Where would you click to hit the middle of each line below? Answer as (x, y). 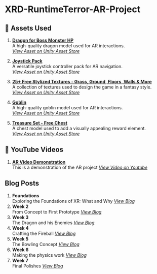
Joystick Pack (27, 61)
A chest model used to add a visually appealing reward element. (79, 128)
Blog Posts (22, 183)
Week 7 (20, 260)
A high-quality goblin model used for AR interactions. (67, 108)
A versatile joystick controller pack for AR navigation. (67, 66)
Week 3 (20, 217)
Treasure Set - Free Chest (40, 123)
